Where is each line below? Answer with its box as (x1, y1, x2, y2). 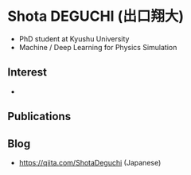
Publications (7, 110, 72, 123)
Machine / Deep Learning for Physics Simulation (18, 42, 177, 52)
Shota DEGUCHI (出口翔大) (7, 7, 185, 25)
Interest (7, 65, 47, 80)
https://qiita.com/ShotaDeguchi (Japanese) (18, 157, 162, 167)
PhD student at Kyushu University (18, 33, 130, 44)
